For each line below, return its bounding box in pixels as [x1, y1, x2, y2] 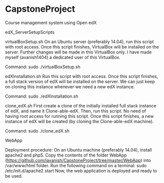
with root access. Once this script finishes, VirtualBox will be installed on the [5, 44, 159, 50]
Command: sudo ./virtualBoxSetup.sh [5, 64, 81, 70]
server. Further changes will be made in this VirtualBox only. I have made [5, 49, 152, 55]
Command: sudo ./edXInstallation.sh [5, 93, 78, 99]
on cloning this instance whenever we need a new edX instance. [5, 83, 135, 89]
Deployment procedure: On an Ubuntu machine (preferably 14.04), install [5, 147, 152, 153]
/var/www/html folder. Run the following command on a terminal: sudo [5, 162, 147, 168]
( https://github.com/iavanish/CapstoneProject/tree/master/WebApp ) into [5, 157, 151, 163]
